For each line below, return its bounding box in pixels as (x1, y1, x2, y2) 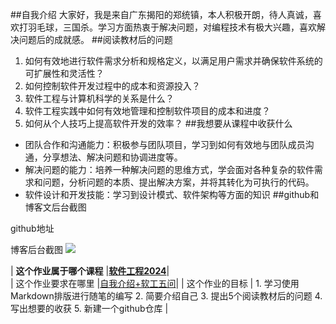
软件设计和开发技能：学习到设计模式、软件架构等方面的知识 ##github (24, 189, 311, 200)
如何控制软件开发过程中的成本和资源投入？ (24, 80, 201, 92)
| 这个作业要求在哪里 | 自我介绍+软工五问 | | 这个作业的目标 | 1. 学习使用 (10, 278, 300, 289)
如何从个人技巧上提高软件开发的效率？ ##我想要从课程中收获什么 (24, 118, 293, 129)
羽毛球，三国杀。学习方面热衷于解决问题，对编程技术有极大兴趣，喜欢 (27, 21, 317, 33)
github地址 (10, 223, 55, 234)
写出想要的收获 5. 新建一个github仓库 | (10, 303, 169, 314)
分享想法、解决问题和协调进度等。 (42, 151, 183, 163)
